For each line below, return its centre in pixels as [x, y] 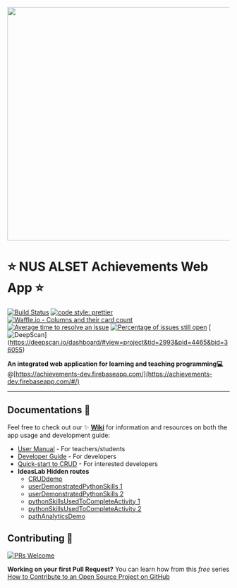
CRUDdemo [45, 479]
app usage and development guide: [59, 435]
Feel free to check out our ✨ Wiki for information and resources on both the [117, 427]
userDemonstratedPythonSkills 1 [75, 486]
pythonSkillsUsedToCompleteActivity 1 [84, 501]
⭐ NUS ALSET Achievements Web [108, 267]
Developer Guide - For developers [67, 456]
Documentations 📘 [49, 410]
